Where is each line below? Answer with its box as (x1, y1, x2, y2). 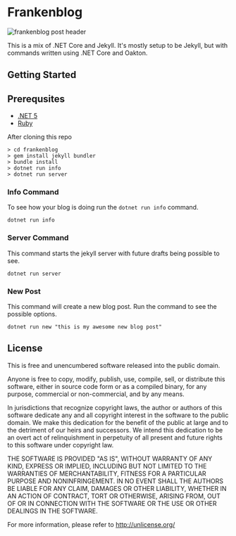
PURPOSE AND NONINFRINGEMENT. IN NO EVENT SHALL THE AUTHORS (7, 476, 224, 485)
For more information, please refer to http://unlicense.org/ (7, 520, 175, 528)
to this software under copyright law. (7, 440, 114, 449)
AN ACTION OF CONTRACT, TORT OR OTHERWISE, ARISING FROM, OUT (7, 492, 221, 500)
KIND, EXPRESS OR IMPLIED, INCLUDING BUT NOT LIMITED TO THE (7, 461, 207, 470)
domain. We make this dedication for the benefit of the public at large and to (7, 418, 229, 426)
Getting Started (7, 69, 77, 81)
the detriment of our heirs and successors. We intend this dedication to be (7, 426, 223, 434)
